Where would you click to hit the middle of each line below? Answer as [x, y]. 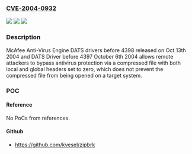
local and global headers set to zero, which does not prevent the [85, 69]
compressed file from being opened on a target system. [74, 75]
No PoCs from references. [38, 118]
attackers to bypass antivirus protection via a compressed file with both [93, 63]
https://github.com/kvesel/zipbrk [55, 145]
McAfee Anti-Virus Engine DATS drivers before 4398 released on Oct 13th [96, 50]
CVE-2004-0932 [31, 8]
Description [23, 37]
